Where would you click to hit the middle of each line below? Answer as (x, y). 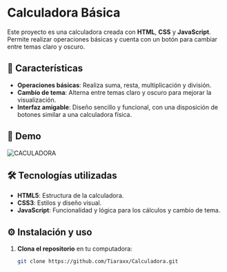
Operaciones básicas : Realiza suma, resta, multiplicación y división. (114, 85)
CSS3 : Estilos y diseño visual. (59, 203)
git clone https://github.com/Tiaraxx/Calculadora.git (98, 262)
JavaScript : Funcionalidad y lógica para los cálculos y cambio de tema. (119, 210)
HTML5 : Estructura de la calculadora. (70, 196)
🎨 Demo (24, 136)
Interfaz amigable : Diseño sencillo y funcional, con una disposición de (118, 107)
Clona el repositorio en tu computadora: (75, 249)
